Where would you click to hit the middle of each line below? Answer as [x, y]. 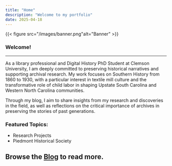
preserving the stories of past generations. [50, 111]
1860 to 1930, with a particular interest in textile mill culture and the [76, 79]
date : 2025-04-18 [24, 19]
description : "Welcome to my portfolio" [49, 15]
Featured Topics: [27, 124]
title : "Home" [20, 10]
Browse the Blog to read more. [55, 157]
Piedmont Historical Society [42, 140]
